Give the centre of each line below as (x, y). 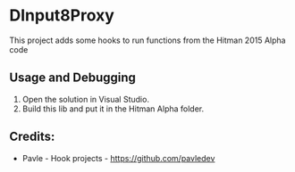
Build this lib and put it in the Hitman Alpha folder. (113, 109)
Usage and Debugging (73, 78)
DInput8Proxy (62, 16)
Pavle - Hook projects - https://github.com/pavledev (118, 158)
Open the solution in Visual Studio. (86, 99)
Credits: (32, 137)
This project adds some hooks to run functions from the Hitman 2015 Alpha (147, 40)
